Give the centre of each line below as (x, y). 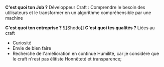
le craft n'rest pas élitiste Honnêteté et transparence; (67, 59)
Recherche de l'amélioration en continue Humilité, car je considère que (86, 53)
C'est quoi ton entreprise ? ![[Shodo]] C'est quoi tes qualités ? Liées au (80, 28)
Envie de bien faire (32, 48)
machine (14, 18)
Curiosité (22, 43)
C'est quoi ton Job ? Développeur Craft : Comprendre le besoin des (75, 7)
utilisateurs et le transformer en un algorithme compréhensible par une (78, 13)
